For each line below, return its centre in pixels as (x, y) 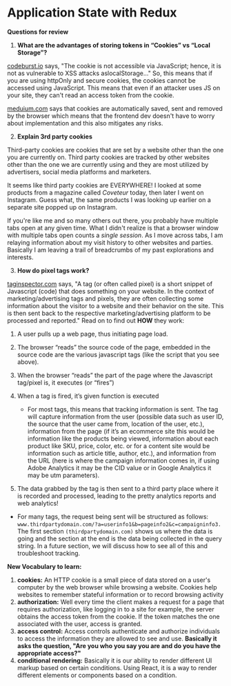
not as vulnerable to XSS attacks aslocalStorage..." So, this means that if (110, 73)
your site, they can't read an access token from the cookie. (91, 95)
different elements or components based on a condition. (97, 675)
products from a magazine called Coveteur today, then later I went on (106, 192)
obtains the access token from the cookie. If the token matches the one (118, 616)
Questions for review (38, 32)
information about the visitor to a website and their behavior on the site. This (115, 305)
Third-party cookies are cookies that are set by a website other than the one (115, 150)
